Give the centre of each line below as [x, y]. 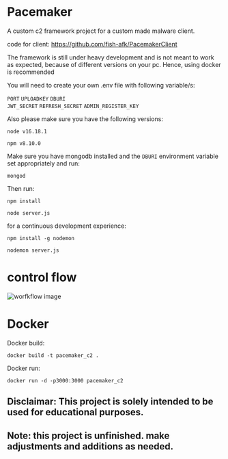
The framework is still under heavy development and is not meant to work [111, 57]
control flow [42, 277]
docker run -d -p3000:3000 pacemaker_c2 [66, 380]
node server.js [29, 213]
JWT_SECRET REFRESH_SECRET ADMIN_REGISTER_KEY [73, 106]
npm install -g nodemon [41, 238]
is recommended [31, 72]
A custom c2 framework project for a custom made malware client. [101, 31]
